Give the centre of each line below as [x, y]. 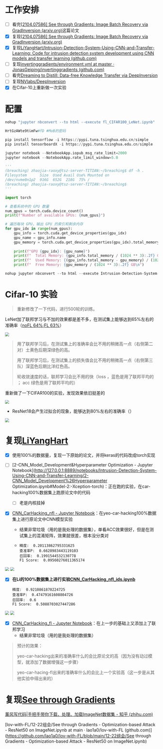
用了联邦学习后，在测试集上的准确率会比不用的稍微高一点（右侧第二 [85, 344]
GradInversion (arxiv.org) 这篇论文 [46, 30]
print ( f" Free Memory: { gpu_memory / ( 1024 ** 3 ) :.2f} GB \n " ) [79, 265]
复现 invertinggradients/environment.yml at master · [63, 64]
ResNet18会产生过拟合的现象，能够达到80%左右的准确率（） [73, 411]
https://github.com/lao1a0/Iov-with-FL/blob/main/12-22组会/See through [79, 735]
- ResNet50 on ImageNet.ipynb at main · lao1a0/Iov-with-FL [64, 730]
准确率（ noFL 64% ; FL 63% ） [34, 325]
